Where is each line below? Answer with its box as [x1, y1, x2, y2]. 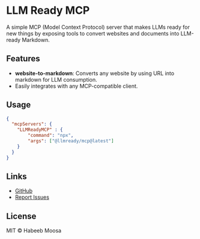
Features [6, 53, 40, 64]
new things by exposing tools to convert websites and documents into [6, 29, 180, 37]
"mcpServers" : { [11, 121, 52, 127]
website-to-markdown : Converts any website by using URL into [14, 70, 175, 77]
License [6, 211, 37, 221]
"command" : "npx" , [28, 133, 74, 139]
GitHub [14, 187, 33, 195]
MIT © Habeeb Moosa [6, 227, 62, 234]
